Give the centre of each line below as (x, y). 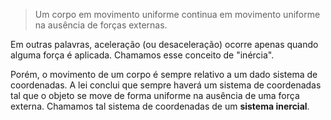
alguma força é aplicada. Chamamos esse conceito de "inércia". (142, 55)
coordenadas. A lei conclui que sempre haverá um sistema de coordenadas (166, 85)
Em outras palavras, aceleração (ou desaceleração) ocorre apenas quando (164, 44)
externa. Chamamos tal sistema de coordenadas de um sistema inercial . (160, 106)
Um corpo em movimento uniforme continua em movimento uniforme (177, 14)
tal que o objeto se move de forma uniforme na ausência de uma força (155, 95)
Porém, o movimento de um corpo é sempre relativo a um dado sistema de (164, 74)
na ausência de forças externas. (101, 25)
